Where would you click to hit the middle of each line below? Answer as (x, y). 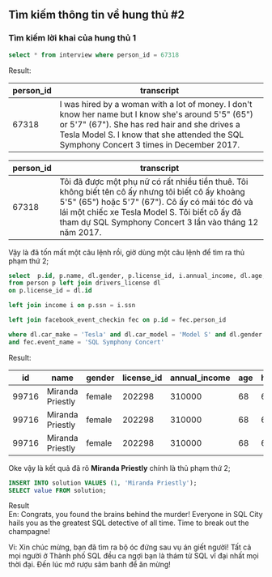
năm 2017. (81, 232)
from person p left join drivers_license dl (85, 283)
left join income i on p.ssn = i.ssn (72, 306)
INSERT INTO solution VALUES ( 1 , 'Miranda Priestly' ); (103, 483)
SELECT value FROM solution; (57, 490)
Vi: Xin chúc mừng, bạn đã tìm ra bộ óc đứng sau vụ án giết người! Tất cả (130, 547)
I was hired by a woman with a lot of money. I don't (156, 104)
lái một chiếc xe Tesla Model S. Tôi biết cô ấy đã (151, 212)
